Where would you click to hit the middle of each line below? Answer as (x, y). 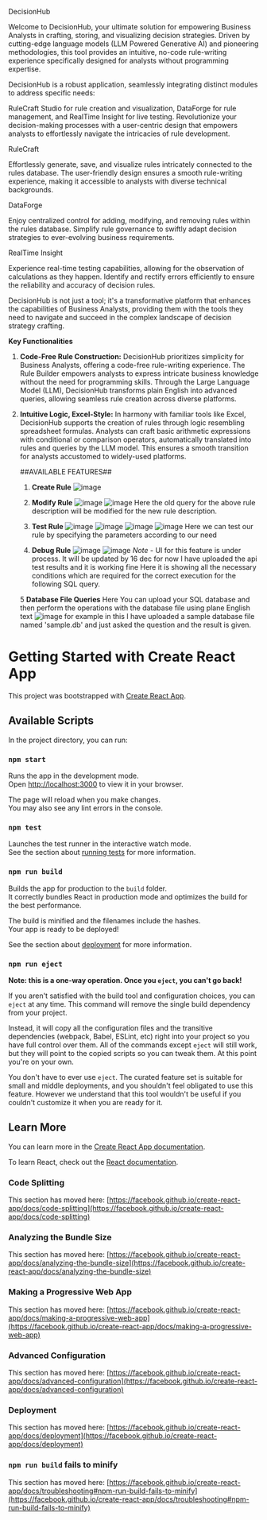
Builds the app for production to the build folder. (88, 888)
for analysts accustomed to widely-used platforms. (103, 456)
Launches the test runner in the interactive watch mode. (100, 844)
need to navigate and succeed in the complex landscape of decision (120, 317)
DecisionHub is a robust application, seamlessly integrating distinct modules (133, 84)
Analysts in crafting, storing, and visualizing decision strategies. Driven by (129, 35)
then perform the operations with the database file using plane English (135, 608)
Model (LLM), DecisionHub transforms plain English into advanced (128, 390)
